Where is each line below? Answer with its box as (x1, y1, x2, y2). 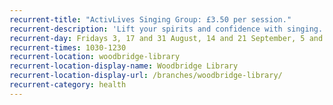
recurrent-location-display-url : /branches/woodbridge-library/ (9, 71, 283, 81)
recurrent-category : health (9, 80, 127, 90)
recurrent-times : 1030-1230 (9, 42, 127, 53)
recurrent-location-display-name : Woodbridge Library (9, 61, 239, 71)
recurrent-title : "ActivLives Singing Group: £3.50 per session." (9, 14, 292, 25)
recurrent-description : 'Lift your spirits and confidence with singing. (9, 24, 324, 34)
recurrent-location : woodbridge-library (9, 52, 181, 62)
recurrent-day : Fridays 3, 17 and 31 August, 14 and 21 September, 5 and (9, 33, 324, 43)
